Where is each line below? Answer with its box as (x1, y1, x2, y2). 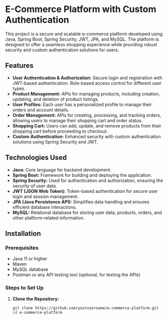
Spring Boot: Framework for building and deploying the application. (12, 172, 152, 178)
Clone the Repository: (12, 295, 59, 302)
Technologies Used (5, 153, 67, 162)
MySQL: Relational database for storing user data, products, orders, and (12, 209, 162, 216)
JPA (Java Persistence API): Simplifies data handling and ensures (12, 198, 149, 204)
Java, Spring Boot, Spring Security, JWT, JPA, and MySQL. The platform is (5, 36, 159, 42)
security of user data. (12, 182, 57, 189)
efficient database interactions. (12, 204, 77, 210)
